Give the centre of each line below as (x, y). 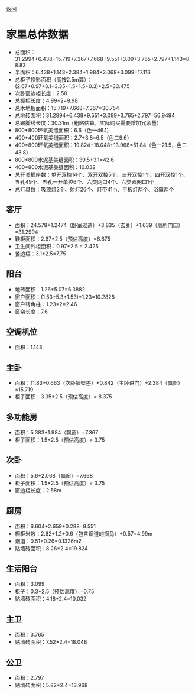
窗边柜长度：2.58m (38, 490)
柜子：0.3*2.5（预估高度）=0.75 (54, 591)
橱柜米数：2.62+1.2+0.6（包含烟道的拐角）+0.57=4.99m (84, 533)
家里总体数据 (38, 35)
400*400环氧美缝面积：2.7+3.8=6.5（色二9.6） (73, 137)
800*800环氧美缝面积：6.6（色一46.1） (63, 130)
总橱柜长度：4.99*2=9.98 (46, 100)
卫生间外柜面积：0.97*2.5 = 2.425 (56, 246)
